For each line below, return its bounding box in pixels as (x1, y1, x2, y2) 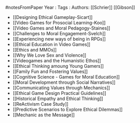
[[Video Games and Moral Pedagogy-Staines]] (12, 25, 111, 31)
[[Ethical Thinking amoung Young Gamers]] (12, 63, 104, 69)
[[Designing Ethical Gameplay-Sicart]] (12, 14, 93, 20)
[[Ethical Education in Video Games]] (12, 41, 90, 47)
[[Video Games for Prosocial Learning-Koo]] (12, 20, 106, 26)
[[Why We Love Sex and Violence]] (12, 52, 87, 58)
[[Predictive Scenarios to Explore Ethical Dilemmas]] (12, 107, 123, 112)
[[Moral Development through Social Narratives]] (12, 79, 116, 85)
